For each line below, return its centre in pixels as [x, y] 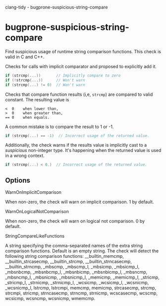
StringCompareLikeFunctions [35, 236]
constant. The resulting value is [37, 99]
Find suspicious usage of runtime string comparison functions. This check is [83, 51]
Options [18, 180]
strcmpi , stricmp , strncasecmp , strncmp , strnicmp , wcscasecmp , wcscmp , [81, 293]
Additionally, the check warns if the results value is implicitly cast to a [76, 145]
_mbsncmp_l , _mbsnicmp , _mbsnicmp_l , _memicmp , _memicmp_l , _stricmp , [82, 277]
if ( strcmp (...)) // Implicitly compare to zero [63, 76]
